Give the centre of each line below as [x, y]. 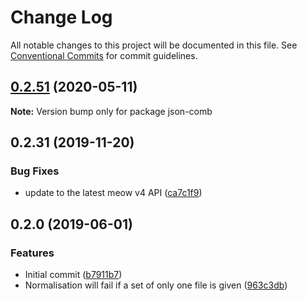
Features [32, 253]
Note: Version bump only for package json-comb [111, 111]
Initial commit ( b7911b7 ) [73, 275]
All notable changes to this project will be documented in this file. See [154, 45]
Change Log [61, 17]
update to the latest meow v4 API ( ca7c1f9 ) [113, 193]
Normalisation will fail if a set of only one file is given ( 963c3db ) [156, 285]
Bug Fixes [35, 171]
